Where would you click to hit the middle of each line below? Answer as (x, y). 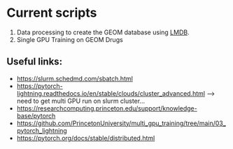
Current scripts (52, 13)
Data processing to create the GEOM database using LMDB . (103, 32)
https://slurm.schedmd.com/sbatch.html (75, 78)
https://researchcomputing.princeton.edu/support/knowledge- (107, 108)
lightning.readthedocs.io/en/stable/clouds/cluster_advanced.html (111, 93)
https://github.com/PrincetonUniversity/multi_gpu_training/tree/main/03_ (121, 123)
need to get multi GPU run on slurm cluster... (80, 101)
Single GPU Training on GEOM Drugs (70, 39)
